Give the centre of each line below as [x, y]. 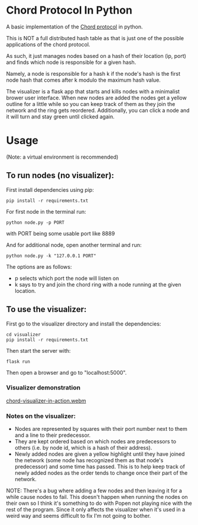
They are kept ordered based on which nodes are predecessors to [95, 442]
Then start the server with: [38, 350]
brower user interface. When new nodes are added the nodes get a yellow [97, 98]
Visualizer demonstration [43, 388]
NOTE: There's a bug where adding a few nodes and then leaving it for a [94, 491]
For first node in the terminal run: [46, 211]
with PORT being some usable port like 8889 [61, 233]
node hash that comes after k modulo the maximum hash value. [83, 80]
